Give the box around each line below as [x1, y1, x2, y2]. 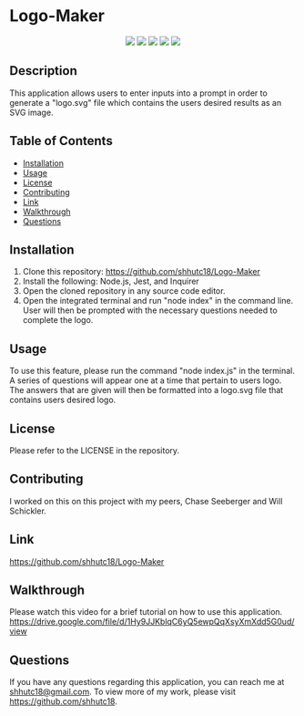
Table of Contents [9, 133, 114, 149]
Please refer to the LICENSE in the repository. [9, 445, 180, 456]
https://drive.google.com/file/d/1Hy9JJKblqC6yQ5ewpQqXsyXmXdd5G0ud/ [9, 617, 295, 628]
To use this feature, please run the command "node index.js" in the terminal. [9, 366, 296, 377]
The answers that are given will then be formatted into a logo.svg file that [9, 385, 284, 396]
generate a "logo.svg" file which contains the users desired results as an [9, 97, 282, 108]
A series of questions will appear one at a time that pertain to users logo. [9, 375, 282, 386]
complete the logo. [22, 315, 94, 326]
